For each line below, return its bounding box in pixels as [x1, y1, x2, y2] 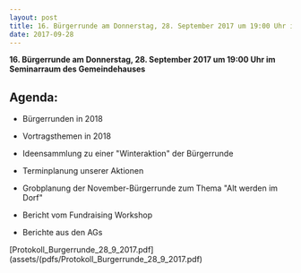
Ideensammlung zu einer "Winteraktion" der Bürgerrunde [21, 149, 234, 159]
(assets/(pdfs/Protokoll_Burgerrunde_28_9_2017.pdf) [9, 254, 203, 265]
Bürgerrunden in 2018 [21, 114, 103, 124]
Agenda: [9, 90, 58, 105]
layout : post [9, 13, 58, 22]
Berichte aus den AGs [21, 227, 103, 238]
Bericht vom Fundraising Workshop [21, 209, 153, 220]
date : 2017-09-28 [9, 30, 74, 38]
